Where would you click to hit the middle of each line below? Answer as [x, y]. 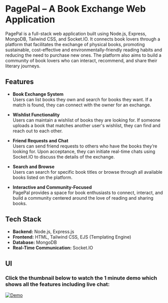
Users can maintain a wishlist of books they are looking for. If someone [87, 120]
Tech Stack [23, 219]
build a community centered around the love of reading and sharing [83, 198]
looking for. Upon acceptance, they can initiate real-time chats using [84, 151]
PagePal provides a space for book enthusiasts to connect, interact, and [88, 193]
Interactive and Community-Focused [52, 187]
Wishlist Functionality [36, 115]
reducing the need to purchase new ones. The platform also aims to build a [83, 55]
